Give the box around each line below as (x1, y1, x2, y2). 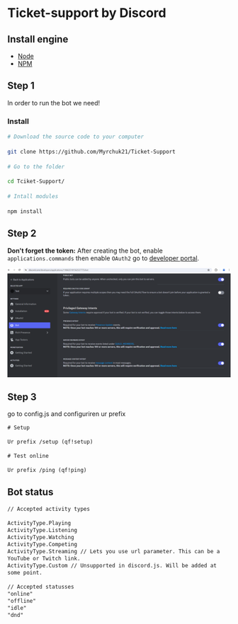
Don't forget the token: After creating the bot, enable (7, 246, 163, 255)
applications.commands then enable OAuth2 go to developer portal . (7, 253, 200, 262)
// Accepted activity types (7, 506, 91, 513)
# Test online (7, 453, 50, 460)
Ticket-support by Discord (7, 5, 166, 21)
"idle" (7, 605, 27, 612)
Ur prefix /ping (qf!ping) (7, 467, 87, 474)
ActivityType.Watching (7, 534, 74, 541)
